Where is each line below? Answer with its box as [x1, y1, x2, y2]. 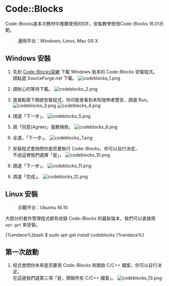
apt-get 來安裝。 [5, 221, 41, 227]
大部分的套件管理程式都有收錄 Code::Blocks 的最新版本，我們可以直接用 [5, 215, 156, 221]
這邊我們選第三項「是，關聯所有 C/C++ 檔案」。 [17, 275, 116, 281]
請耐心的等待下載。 [12, 86, 53, 92]
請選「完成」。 [12, 173, 42, 179]
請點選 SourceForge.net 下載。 [12, 75, 77, 81]
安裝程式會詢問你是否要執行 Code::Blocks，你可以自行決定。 [12, 145, 140, 151]
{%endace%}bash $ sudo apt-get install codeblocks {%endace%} [5, 231, 145, 238]
